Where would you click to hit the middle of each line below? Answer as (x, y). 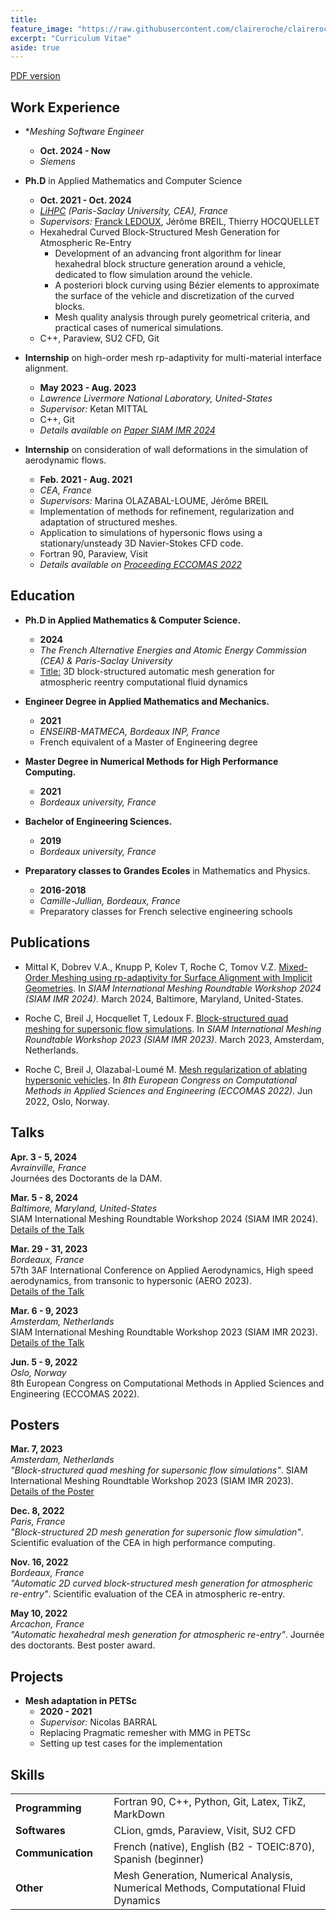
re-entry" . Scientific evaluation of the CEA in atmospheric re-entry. (148, 1594)
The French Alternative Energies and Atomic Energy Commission (173, 650)
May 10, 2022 (39, 1613)
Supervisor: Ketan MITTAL (93, 409)
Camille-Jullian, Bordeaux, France (110, 900)
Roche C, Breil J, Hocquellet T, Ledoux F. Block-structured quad (156, 1018)
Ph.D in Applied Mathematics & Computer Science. (133, 620)
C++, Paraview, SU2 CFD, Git (99, 338)
